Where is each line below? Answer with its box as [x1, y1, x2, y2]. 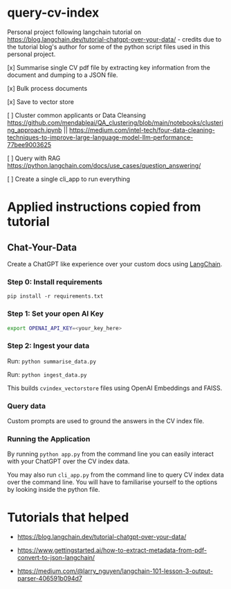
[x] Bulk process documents [7, 84, 88, 92]
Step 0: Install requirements [7, 277, 102, 287]
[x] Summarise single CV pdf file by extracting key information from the [7, 63, 211, 71]
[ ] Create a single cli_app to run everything [7, 175, 130, 183]
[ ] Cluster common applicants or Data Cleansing [7, 111, 147, 119]
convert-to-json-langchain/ [17, 554, 95, 562]
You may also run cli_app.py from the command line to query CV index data [7, 470, 225, 479]
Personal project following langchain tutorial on [7, 28, 142, 36]
